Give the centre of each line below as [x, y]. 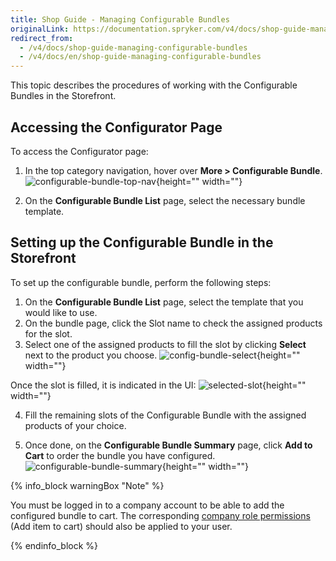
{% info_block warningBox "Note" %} [87, 485]
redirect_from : [42, 38]
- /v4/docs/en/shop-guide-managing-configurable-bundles [140, 57]
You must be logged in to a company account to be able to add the [147, 505]
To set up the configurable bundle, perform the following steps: [141, 282]
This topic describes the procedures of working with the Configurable [154, 85]
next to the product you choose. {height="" [162, 355]
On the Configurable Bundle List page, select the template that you [164, 302]
